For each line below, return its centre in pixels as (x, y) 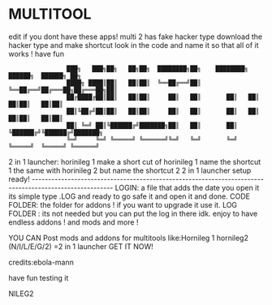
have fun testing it (39, 277)
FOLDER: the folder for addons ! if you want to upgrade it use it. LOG (123, 204)
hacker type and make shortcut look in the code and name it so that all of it (134, 45)
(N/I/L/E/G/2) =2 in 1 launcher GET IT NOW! (81, 246)
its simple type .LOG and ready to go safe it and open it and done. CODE (129, 196)
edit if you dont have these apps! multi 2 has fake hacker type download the (135, 37)
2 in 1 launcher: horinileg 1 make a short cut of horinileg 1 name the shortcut (135, 161)
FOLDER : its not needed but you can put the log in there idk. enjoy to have (133, 213)
